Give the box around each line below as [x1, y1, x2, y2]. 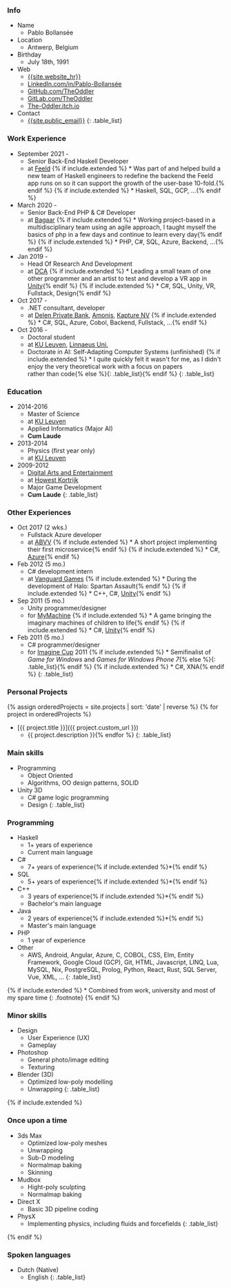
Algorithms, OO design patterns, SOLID [27, 779, 139, 787]
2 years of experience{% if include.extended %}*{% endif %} [27, 914, 204, 923]
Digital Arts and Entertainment [27, 468, 113, 476]
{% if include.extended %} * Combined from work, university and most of [7, 986, 216, 995]
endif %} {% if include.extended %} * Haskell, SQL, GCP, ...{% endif [27, 186, 221, 195]
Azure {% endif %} [27, 553, 80, 561]
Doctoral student [27, 333, 76, 341]
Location [17, 36, 43, 44]
